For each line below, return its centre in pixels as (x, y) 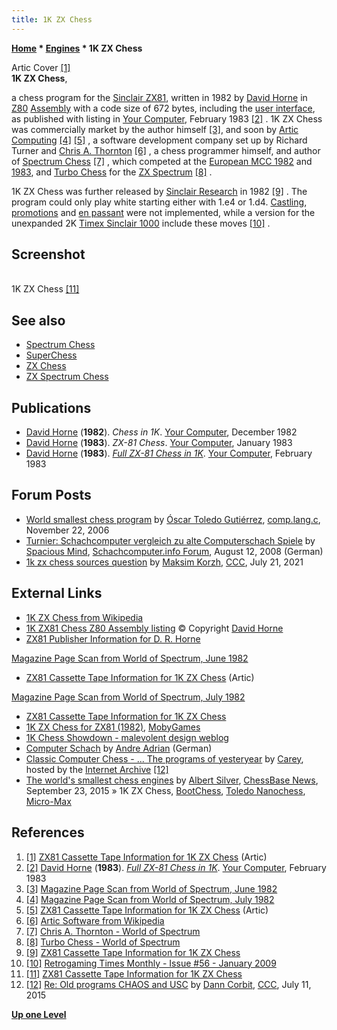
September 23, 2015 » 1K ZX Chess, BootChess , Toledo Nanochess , (165, 790)
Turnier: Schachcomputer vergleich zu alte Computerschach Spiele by (170, 540)
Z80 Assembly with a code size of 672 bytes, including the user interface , (163, 108)
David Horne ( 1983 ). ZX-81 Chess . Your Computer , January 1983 (159, 443)
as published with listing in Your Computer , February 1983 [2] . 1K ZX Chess (167, 118)
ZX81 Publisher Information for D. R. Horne (113, 638)
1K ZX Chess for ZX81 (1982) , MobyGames (113, 727)
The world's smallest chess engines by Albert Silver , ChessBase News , (172, 780)
